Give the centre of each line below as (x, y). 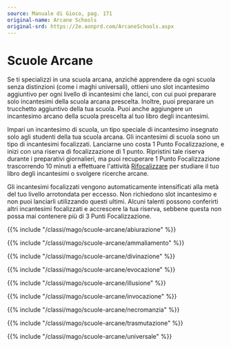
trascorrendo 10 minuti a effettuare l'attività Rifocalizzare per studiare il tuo (113, 166)
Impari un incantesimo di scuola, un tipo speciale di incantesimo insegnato (113, 130)
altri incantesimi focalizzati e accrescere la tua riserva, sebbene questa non (114, 209)
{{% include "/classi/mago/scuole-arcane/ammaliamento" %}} (96, 243)
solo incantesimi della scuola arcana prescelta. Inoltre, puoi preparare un (110, 101)
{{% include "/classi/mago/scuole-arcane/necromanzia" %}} (93, 310)
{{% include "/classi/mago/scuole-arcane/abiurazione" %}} (92, 230)
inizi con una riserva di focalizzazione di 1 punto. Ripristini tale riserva (106, 152)
